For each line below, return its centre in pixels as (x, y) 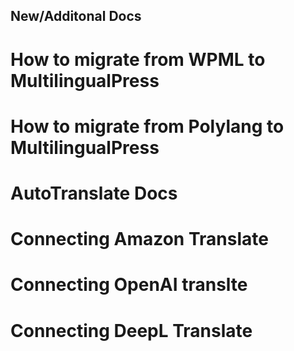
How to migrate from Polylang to (147, 126)
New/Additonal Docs (76, 16)
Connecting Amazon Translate (139, 239)
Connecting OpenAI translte (129, 285)
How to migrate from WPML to (138, 59)
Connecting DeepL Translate (131, 330)
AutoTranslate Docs (94, 193)
